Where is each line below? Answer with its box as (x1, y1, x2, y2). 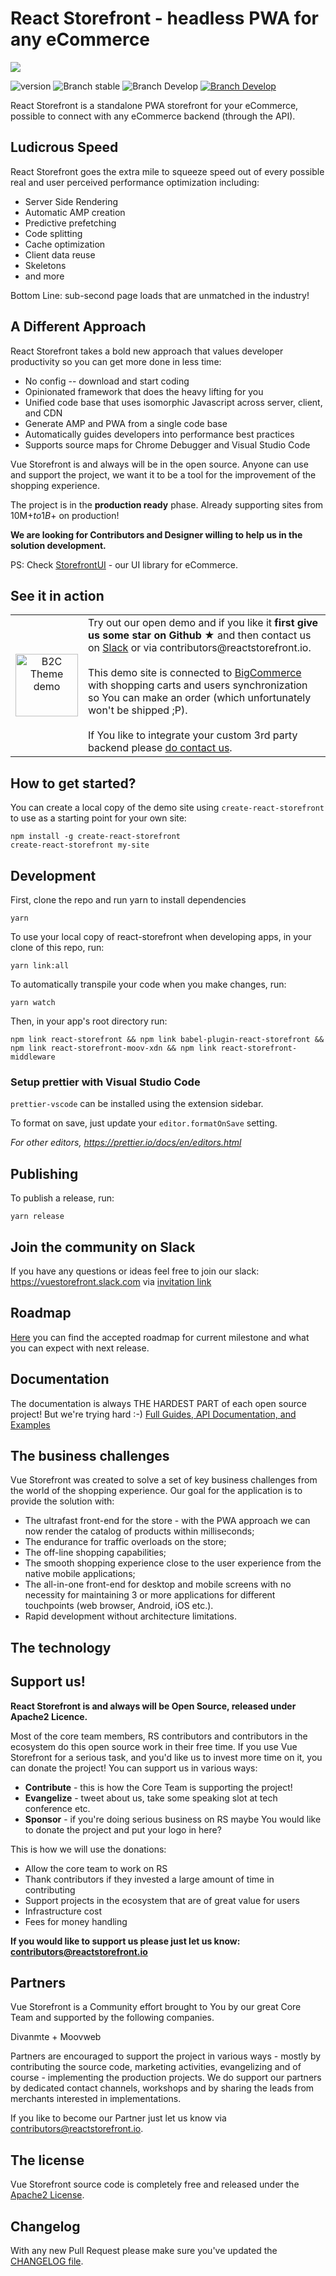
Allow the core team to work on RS (24, 1862, 168, 1874)
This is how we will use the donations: (10, 1843, 167, 1855)
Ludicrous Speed (10, 139, 119, 156)
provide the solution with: (10, 1495, 115, 1507)
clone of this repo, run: (10, 942, 105, 953)
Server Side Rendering (24, 195, 119, 207)
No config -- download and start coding (24, 375, 190, 387)
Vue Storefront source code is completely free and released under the (10, 2178, 300, 2191)
